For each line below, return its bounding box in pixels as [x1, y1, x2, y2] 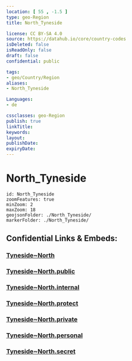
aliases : [6, 80, 28, 86]
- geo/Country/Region [6, 74, 60, 80]
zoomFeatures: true [6, 196, 55, 203]
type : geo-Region [6, 14, 49, 20]
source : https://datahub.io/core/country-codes [6, 36, 127, 42]
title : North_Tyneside [6, 20, 62, 26]
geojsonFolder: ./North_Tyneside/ [6, 212, 92, 218]
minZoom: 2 [6, 201, 33, 207]
